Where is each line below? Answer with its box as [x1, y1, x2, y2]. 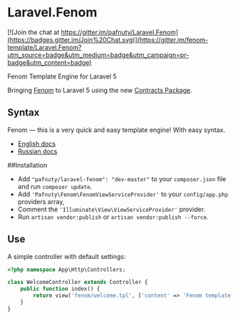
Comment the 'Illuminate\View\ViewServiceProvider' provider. [17, 205, 205, 213]
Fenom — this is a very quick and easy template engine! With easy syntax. [7, 126, 226, 134]
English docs [17, 139, 56, 148]
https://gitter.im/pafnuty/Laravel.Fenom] [61, 28, 179, 36]
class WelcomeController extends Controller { [7, 279, 148, 286]
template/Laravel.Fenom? [7, 43, 82, 51]
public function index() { [20, 285, 100, 293]
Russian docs [17, 147, 58, 156]
